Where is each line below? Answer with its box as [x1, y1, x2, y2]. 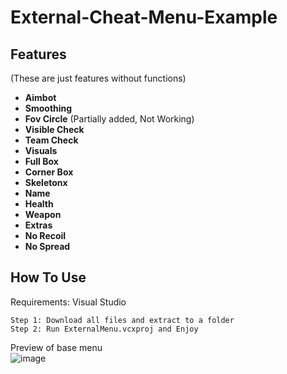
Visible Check [24, 124, 85, 135]
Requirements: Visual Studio [10, 296, 127, 308]
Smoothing [24, 102, 73, 114]
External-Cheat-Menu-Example [10, 6, 278, 29]
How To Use [10, 269, 87, 286]
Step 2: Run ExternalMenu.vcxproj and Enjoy [10, 324, 199, 334]
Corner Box [24, 166, 74, 178]
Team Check [24, 134, 79, 146]
